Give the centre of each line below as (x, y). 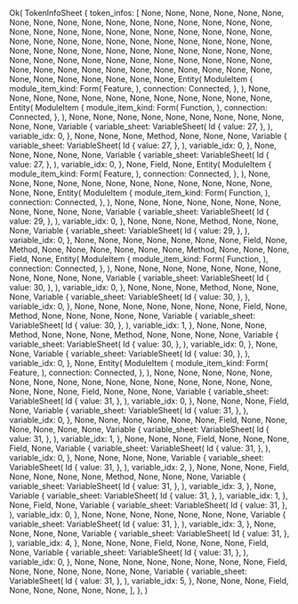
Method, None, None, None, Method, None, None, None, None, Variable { (144, 335)
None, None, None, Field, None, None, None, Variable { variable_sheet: (139, 392)
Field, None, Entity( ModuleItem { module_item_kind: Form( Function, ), (139, 259)
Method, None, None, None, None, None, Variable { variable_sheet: (133, 316)
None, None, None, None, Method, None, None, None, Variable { (128, 477)
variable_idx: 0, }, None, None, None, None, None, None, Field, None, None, (148, 420)
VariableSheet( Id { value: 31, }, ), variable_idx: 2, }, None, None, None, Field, (149, 467)
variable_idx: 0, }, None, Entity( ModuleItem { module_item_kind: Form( (139, 363)
